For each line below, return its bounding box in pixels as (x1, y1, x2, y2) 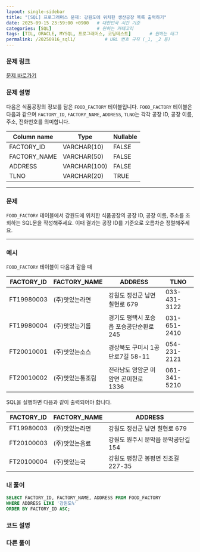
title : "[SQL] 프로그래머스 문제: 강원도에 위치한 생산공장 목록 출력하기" (6, 14, 167, 20)
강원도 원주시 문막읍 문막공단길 (108, 436, 190, 444)
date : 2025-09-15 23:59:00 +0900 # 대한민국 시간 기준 (6, 20, 140, 26)
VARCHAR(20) (62, 171, 104, 180)
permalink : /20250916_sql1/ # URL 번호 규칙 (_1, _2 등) (6, 36, 171, 42)
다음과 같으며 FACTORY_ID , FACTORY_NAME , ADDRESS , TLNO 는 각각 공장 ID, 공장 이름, (6, 110, 193, 118)
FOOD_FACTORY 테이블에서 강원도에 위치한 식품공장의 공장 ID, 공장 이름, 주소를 (6, 211, 185, 218)
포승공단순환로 (115, 323, 155, 331)
